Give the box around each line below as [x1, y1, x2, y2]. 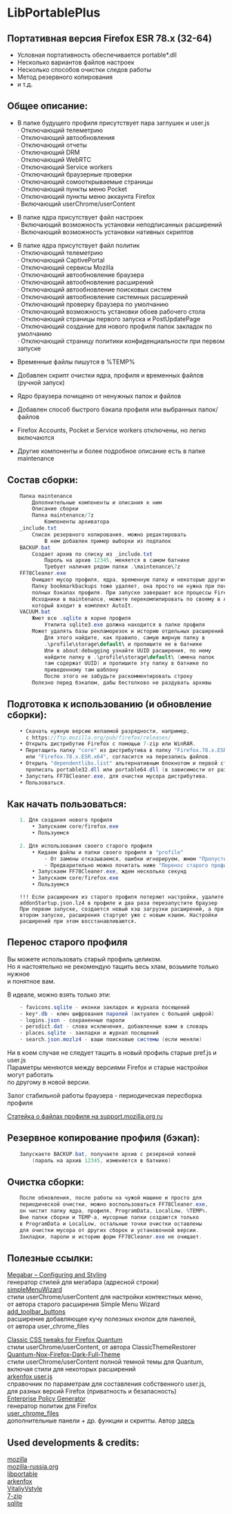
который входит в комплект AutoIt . [32, 602, 135, 609]
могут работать [7, 1071, 54, 1079]
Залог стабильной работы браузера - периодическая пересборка [7, 1092, 202, 1100]
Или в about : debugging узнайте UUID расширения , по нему [43, 647, 212, 654]
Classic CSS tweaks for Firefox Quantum [7, 1335, 123, 1344]
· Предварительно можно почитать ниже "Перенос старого [43, 862, 209, 869]
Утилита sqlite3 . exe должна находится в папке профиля [43, 621, 206, 628]
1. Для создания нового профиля [19, 817, 113, 823]
